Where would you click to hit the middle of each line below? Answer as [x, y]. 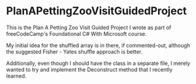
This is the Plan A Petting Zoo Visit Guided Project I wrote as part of [89, 27]
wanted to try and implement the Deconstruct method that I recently [89, 69]
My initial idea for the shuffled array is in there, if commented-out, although [98, 45]
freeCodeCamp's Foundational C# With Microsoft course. [77, 33]
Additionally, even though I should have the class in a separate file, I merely [98, 63]
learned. [16, 76]
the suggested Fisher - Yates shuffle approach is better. [74, 51]
